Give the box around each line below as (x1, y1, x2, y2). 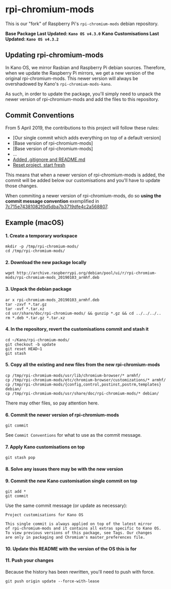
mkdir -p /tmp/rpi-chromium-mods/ (5, 244, 79, 249)
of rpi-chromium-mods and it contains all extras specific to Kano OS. (5, 526, 161, 531)
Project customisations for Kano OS (5, 513, 83, 518)
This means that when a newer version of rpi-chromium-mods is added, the (5, 172, 165, 178)
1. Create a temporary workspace (5, 232, 78, 239)
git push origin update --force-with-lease (5, 578, 100, 584)
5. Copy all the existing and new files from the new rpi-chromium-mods (5, 361, 160, 368)
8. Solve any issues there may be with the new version (5, 465, 123, 472)
